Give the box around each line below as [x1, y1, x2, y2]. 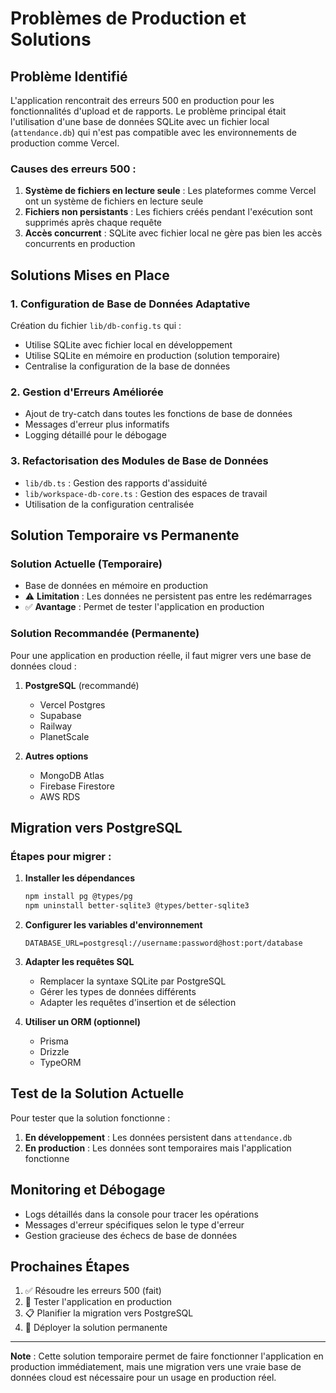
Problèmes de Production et [10, 7, 247, 30]
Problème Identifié [10, 68, 128, 85]
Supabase [39, 709, 82, 721]
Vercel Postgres [39, 698, 106, 711]
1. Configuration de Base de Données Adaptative [10, 297, 251, 311]
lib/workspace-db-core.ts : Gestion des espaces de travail [24, 487, 268, 499]
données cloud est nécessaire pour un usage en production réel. [10, 1372, 277, 1384]
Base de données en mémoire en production [24, 580, 208, 592]
